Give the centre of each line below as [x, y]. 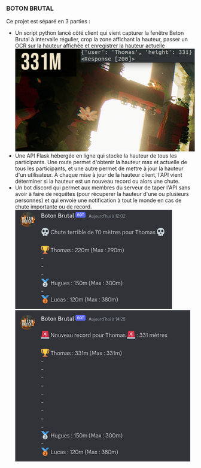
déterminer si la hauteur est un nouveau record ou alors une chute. [97, 182]
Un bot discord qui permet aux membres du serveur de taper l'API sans [102, 188]
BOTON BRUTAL [30, 8]
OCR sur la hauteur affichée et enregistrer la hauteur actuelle [90, 46]
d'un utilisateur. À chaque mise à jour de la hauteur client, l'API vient [98, 175]
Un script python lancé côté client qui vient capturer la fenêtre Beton [99, 33]
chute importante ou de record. [53, 207]
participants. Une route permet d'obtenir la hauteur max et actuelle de [101, 162]
